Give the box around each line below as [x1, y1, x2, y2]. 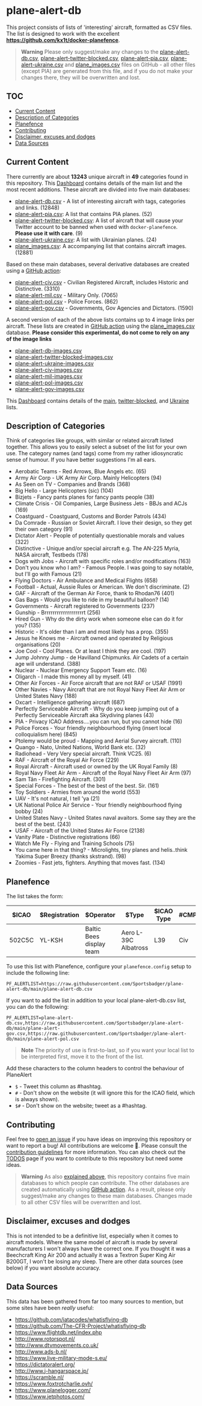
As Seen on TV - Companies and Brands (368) [14, 481, 130, 488]
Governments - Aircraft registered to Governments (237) [14, 602, 155, 610]
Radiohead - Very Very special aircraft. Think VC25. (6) [14, 750, 151, 758]
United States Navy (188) [14, 692, 77, 700]
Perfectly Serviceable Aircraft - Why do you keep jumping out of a [14, 705, 179, 712]
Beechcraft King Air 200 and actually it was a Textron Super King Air [6, 1251, 176, 1259]
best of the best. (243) [14, 820, 71, 828]
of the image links [6, 335, 52, 342]
